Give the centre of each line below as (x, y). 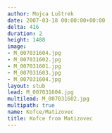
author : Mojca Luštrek (41, 14)
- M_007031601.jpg (34, 66)
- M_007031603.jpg (34, 72)
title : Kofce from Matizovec (50, 118)
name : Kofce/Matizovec (41, 112)
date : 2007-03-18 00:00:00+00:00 (56, 20)
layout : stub (26, 86)
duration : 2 (25, 33)
